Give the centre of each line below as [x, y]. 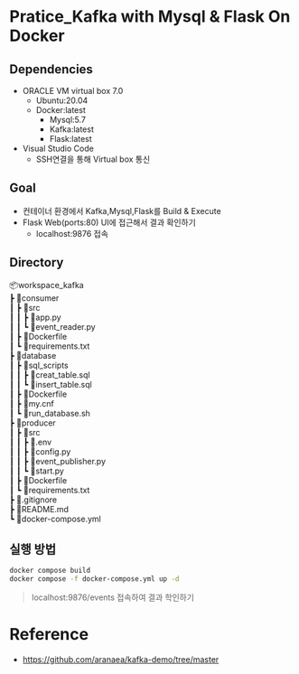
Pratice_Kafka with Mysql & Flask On [150, 17]
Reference [49, 635]
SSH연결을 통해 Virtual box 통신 [93, 159]
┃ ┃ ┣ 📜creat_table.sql [50, 374]
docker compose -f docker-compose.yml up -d [94, 579]
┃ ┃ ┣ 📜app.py [35, 317]
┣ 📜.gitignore [33, 500]
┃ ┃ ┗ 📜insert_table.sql [51, 384]
